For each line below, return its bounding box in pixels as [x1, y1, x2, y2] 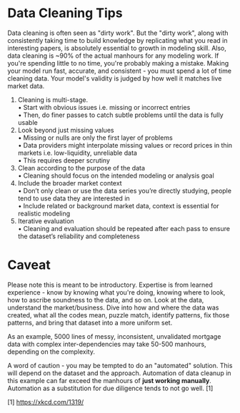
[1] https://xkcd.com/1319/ [7, 397, 84, 406]
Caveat [7, 257, 51, 273]
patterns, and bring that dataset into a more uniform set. [7, 318, 173, 327]
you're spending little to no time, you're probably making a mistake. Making [7, 58, 229, 67]
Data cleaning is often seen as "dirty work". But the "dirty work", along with [7, 29, 229, 37]
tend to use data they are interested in [17, 194, 130, 203]
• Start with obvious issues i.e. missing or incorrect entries [17, 103, 191, 111]
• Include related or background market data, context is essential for [17, 201, 219, 210]
